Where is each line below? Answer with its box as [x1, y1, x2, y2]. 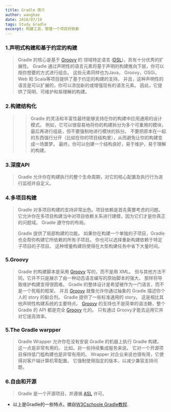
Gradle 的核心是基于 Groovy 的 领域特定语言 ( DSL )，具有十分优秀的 [17, 57, 160, 63]
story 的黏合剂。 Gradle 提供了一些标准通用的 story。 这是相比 [28, 294, 160, 300]
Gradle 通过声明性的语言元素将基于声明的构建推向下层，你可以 [32, 63, 164, 69]
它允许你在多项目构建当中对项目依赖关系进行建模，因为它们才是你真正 [17, 213, 166, 220]
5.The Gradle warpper [5, 326, 61, 333]
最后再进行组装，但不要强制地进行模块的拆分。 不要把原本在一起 [30, 128, 166, 134]
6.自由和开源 [5, 378, 37, 385]
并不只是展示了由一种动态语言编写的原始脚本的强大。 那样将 [31, 275, 158, 281]
